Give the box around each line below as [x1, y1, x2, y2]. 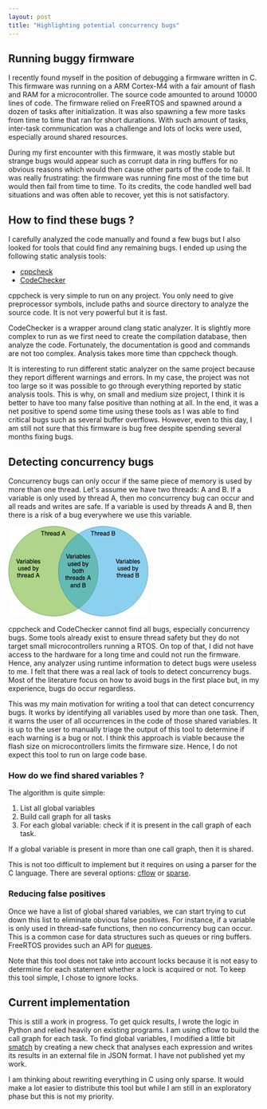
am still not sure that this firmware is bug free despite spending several [8, 424, 241, 433]
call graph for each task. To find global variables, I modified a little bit [8, 1034, 235, 1044]
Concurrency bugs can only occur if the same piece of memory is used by [8, 476, 253, 486]
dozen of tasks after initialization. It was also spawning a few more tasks [8, 107, 245, 116]
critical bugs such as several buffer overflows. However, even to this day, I [8, 415, 253, 424]
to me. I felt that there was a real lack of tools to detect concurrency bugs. [8, 666, 252, 676]
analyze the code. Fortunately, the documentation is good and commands [8, 340, 251, 350]
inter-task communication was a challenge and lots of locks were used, [8, 124, 242, 133]
